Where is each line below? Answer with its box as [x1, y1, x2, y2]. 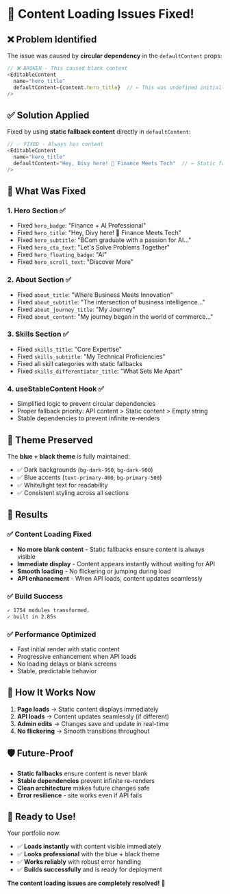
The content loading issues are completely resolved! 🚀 [7, 879, 166, 887]
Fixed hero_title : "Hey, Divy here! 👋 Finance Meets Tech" [16, 229, 181, 237]
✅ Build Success [7, 591, 63, 601]
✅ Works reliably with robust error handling [16, 858, 142, 866]
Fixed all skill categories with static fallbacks [16, 359, 142, 367]
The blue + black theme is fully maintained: [7, 452, 130, 460]
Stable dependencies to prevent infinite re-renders [16, 414, 160, 422]
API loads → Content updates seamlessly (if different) [16, 712, 170, 721]
